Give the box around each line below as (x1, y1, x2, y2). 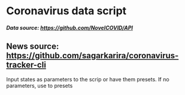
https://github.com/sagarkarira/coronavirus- (6, 50, 179, 61)
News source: (6, 42, 59, 52)
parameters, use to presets (6, 82, 73, 89)
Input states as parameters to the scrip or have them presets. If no (6, 75, 169, 83)
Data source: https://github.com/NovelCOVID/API (6, 24, 134, 31)
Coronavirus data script (6, 4, 127, 18)
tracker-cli (6, 60, 47, 70)
